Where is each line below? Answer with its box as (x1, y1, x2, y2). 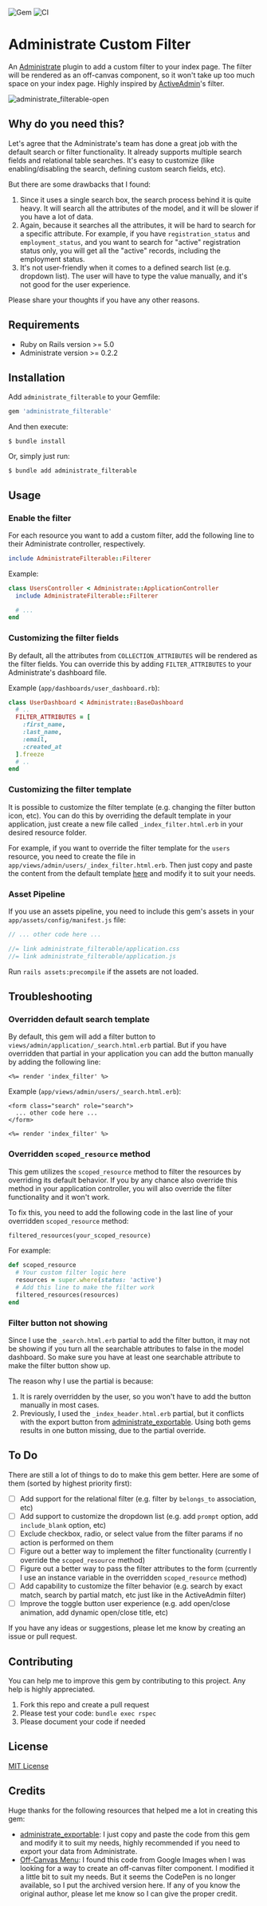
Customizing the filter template (8, 784, 132, 795)
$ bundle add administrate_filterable (8, 467, 137, 475)
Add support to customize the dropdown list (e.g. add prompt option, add (19, 1511, 259, 1521)
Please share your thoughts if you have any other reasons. (8, 295, 200, 305)
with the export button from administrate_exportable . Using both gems (19, 1417, 251, 1427)
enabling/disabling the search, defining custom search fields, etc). (8, 164, 226, 173)
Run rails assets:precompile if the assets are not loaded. (8, 966, 199, 977)
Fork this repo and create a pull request (19, 1700, 150, 1710)
